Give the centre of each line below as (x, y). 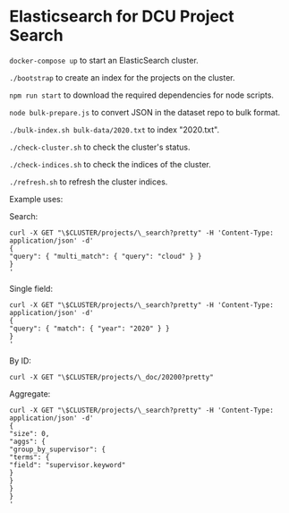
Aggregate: (30, 393)
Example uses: (36, 199)
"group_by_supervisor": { (57, 449)
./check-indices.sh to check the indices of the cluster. (110, 164)
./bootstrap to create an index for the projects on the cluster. (122, 77)
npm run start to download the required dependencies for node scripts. (142, 95)
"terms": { (30, 457)
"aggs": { (28, 441)
